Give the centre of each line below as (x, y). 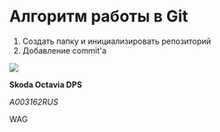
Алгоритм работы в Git (99, 16)
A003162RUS (34, 102)
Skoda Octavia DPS (46, 84)
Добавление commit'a (64, 50)
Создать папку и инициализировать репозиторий (117, 41)
